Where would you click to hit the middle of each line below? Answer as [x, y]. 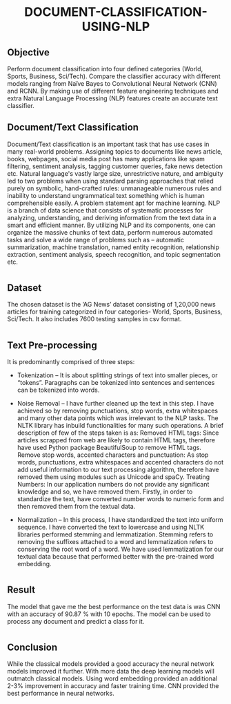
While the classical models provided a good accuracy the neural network [111, 664]
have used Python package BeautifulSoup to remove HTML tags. [109, 448]
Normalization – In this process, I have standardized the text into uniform [120, 520]
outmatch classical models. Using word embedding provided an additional [112, 678]
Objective [29, 52]
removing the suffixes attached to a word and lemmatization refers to [115, 542]
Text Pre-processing [52, 345]
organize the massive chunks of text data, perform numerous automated [110, 232]
